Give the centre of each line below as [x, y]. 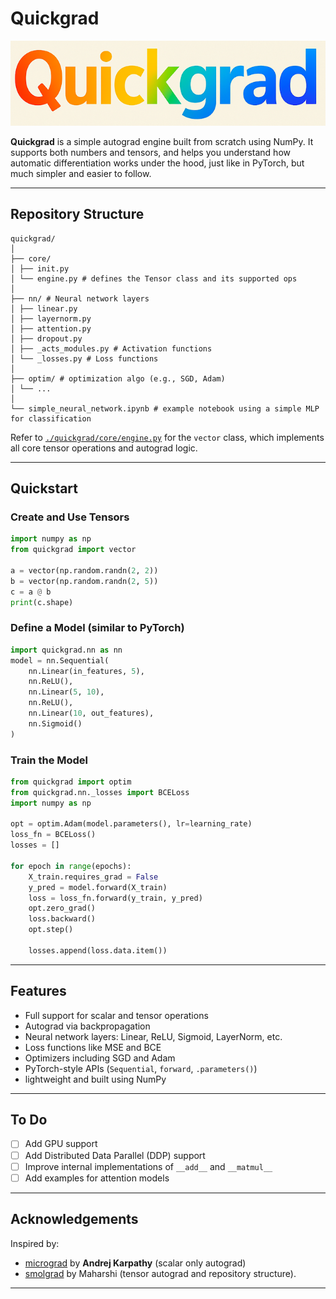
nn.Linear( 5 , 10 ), [66, 692]
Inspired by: [35, 1243]
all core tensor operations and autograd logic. [104, 448]
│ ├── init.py [40, 268]
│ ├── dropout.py [46, 338]
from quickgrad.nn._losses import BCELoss [100, 792]
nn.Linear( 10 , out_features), [91, 713]
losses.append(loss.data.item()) [98, 950]
